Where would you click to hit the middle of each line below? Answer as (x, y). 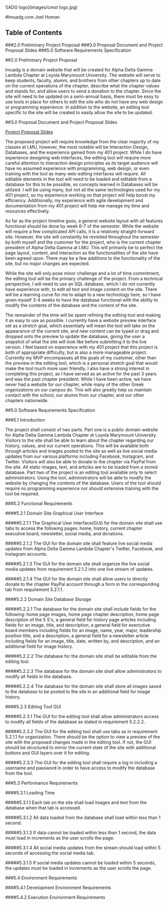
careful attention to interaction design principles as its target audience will (81, 163)
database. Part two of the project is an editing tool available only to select (81, 472)
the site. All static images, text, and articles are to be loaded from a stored (81, 467)
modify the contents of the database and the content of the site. (71, 305)
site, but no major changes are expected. (48, 263)
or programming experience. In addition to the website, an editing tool (77, 107)
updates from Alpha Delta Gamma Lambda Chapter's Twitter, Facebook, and (84, 548)
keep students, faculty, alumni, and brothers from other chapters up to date (83, 80)
